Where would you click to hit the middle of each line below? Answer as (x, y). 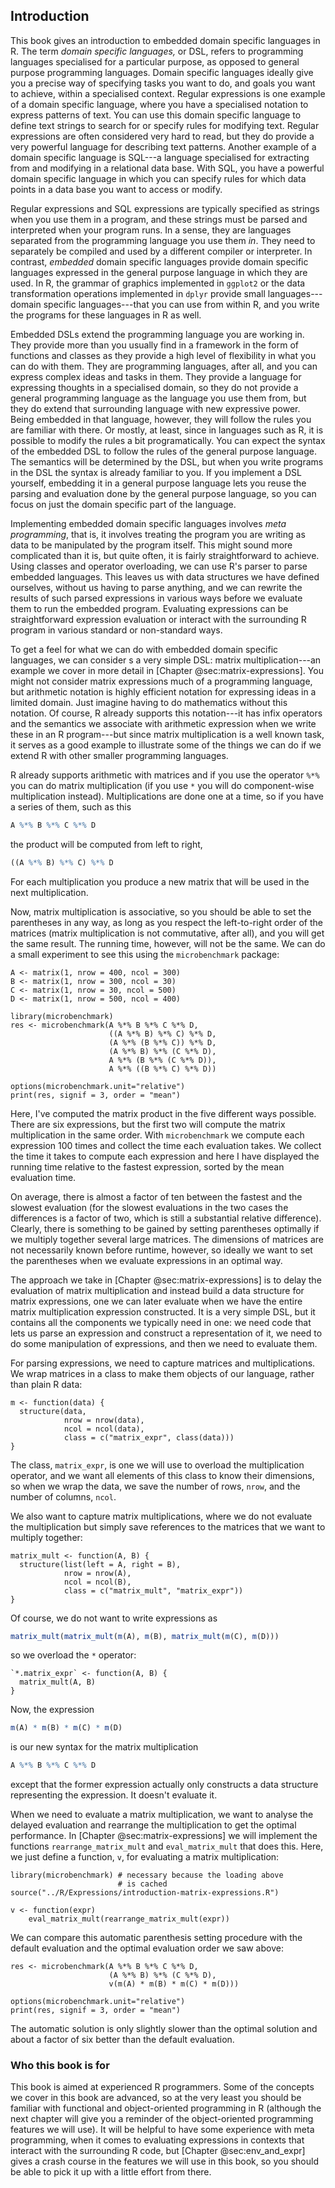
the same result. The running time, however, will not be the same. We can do (168, 943)
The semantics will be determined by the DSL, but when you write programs (167, 461)
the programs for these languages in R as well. (106, 315)
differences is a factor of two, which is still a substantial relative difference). (166, 1218)
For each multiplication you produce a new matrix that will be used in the (160, 881)
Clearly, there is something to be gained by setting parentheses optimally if (165, 1228)
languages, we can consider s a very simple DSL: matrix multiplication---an (166, 660)
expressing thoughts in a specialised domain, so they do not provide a (154, 387)
